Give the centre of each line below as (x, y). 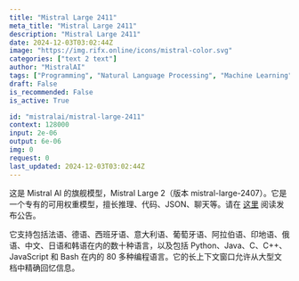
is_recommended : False (51, 92)
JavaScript (29, 256)
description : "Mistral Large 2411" (75, 34)
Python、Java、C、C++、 (238, 245)
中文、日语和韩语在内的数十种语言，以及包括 (106, 245)
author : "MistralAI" (48, 68)
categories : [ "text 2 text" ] (63, 59)
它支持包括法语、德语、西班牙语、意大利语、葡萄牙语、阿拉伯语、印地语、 (145, 234)
